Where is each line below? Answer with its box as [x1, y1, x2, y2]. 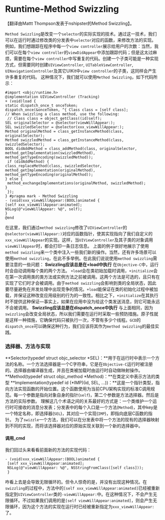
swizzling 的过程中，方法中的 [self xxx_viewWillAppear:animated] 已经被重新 [5, 485, 160, 491]
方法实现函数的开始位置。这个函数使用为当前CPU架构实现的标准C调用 [9, 386, 151, 392]
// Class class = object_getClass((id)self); [7, 116, 102, 121]
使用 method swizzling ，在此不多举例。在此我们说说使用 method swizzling [5, 255, 153, 261]
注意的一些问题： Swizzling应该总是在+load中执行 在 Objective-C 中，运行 [9, 261, 159, 267]
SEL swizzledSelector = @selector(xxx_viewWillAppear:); [5, 124, 124, 129]
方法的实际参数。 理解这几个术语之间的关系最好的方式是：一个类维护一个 [5, 398, 153, 404]
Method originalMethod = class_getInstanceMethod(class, [5, 129, 124, 134]
